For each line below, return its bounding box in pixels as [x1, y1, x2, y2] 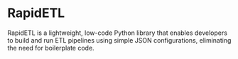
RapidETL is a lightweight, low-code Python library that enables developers [7, 28, 227, 37]
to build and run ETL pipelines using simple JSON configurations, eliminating [7, 36, 232, 44]
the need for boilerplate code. [7, 43, 94, 52]
